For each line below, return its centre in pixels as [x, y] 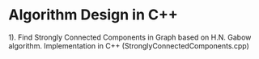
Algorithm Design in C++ [93, 15]
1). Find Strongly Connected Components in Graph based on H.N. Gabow [130, 37]
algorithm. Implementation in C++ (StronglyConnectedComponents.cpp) [129, 45]
